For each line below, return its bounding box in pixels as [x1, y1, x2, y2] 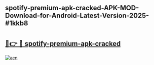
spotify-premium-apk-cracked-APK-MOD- [5, 4, 139, 12]
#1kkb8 [5, 19, 28, 27]
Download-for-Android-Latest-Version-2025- [5, 12, 149, 20]
